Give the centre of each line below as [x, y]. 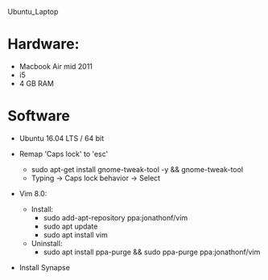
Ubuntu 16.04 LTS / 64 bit [62, 138]
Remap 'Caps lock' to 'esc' [64, 154]
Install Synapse [44, 267]
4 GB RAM [36, 83]
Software [39, 116]
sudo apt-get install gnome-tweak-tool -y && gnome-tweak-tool [137, 169]
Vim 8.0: [33, 193]
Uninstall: [47, 243]
